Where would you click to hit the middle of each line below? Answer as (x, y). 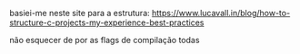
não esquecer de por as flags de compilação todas (105, 40)
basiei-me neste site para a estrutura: (80, 13)
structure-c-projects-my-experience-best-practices (107, 22)
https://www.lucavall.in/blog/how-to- (221, 13)
